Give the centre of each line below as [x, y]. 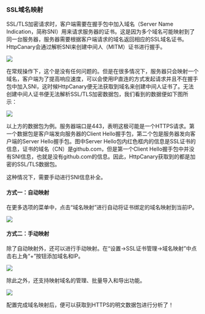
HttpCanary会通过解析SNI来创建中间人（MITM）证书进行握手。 [86, 47]
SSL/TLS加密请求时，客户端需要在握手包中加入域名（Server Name [90, 24]
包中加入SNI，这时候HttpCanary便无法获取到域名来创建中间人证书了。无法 [100, 87]
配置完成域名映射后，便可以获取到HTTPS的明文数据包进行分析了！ [90, 305]
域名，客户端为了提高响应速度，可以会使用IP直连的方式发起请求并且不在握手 [102, 79]
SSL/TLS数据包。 [38, 164]
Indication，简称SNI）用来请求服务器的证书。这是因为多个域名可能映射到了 [101, 32]
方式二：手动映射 [28, 234]
